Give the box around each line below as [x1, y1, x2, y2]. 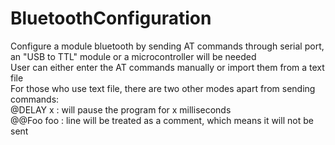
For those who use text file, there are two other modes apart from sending [10, 82, 316, 94]
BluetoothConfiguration [10, 7, 212, 30]
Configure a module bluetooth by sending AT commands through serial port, [10, 40, 325, 52]
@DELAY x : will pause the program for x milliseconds [10, 103, 232, 116]
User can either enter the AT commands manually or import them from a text [10, 61, 325, 73]
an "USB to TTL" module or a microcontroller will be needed [10, 50, 257, 62]
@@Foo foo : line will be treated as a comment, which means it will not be [10, 114, 314, 126]
